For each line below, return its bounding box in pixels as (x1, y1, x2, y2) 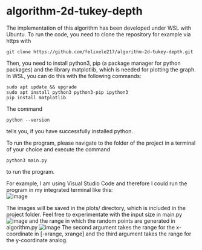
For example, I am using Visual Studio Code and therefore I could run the (6, 180, 187, 187)
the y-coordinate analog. (6, 236, 68, 243)
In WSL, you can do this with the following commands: (6, 72, 142, 79)
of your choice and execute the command (6, 145, 111, 153)
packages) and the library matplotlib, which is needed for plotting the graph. (6, 65, 197, 73)
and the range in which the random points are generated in (29, 217, 175, 225)
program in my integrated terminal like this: (6, 186, 113, 193)
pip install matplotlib (6, 94, 67, 100)
